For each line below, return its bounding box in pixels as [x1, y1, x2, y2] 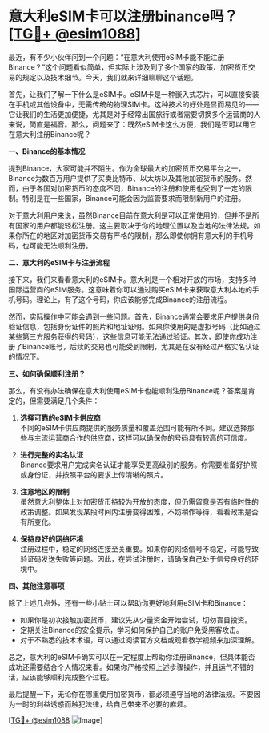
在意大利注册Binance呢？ [8, 129, 92, 139]
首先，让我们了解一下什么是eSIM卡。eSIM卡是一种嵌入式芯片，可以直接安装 [8, 89, 260, 99]
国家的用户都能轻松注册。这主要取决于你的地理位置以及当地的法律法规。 [14, 220, 254, 230]
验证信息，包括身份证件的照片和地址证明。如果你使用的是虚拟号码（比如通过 [8, 321, 261, 331]
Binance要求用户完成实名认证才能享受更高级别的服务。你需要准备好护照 [19, 460, 258, 469]
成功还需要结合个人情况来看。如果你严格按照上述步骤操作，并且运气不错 [8, 662, 247, 671]
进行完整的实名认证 [19, 449, 84, 459]
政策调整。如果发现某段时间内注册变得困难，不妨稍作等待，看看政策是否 [19, 506, 259, 517]
